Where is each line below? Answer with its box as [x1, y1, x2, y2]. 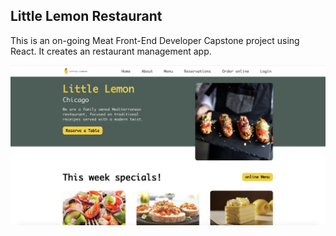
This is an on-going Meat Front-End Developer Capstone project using [10, 34, 300, 46]
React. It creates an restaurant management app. [10, 45, 212, 57]
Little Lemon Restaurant [10, 8, 163, 25]
